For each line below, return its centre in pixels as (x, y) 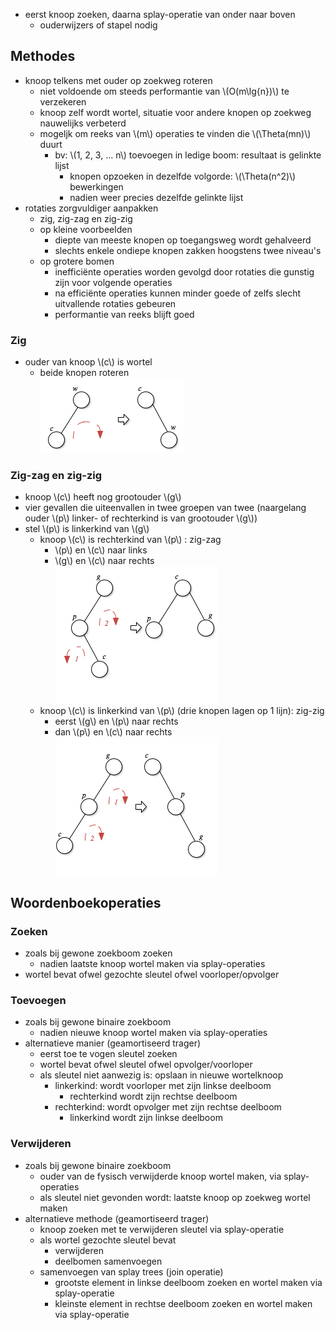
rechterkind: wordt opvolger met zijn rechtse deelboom (168, 1107)
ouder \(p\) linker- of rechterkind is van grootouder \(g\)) (141, 518)
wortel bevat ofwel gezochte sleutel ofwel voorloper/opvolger (152, 975)
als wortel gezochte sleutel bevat (108, 1240)
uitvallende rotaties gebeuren (115, 303)
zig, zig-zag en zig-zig (86, 218)
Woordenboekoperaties (86, 902)
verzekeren (63, 101)
